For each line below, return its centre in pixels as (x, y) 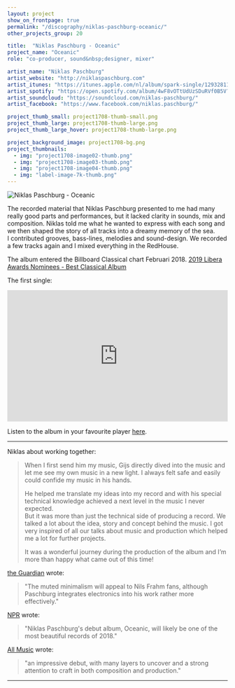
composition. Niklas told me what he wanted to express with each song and (116, 223)
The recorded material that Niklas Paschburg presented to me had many (111, 208)
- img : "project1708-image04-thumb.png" (73, 169)
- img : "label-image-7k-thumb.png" (65, 175)
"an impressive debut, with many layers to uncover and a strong (116, 663)
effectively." (42, 601)
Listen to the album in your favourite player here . (77, 431)
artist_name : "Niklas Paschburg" (56, 71)
